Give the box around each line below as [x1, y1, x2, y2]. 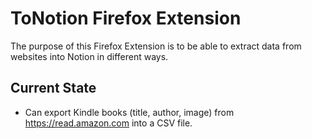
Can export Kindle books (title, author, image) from [24, 106, 235, 118]
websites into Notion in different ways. [10, 50, 169, 62]
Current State [10, 80, 97, 97]
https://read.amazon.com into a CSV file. [24, 117, 193, 129]
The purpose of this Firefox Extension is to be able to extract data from [10, 40, 302, 52]
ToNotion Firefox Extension [10, 7, 242, 30]
